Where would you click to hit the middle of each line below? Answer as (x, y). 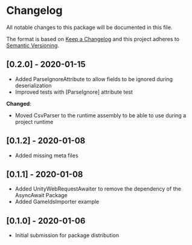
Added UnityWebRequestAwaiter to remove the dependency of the (98, 189)
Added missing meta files (46, 155)
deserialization (33, 85)
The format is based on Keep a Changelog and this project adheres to (93, 39)
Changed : (19, 103)
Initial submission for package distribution (67, 235)
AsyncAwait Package (41, 195)
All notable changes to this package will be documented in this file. (89, 27)
